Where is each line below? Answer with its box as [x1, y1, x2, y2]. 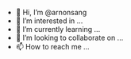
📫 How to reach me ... [15, 42, 90, 51]
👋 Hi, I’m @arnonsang [15, 8, 87, 17]
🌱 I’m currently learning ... [15, 25, 101, 33]
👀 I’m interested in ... [15, 16, 83, 26]
